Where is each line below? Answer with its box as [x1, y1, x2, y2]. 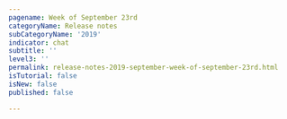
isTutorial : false [8, 72, 77, 81]
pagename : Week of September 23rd [8, 13, 139, 22]
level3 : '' [8, 55, 49, 64]
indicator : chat [8, 38, 69, 47]
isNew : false [8, 80, 58, 89]
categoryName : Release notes [8, 21, 118, 30]
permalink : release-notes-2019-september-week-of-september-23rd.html [8, 64, 279, 72]
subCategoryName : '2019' [8, 30, 102, 38]
